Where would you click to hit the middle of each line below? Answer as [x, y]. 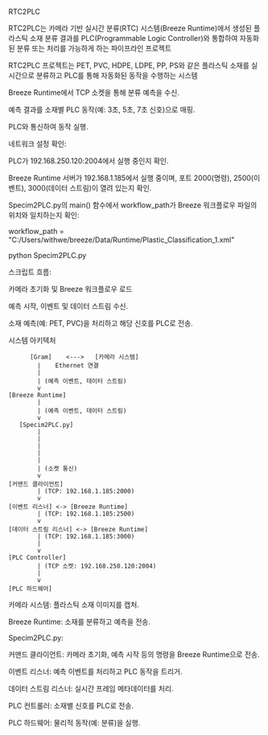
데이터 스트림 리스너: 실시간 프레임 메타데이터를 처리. [91, 688]
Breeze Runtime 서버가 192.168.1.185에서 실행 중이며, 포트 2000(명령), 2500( [131, 178]
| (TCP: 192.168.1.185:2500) [86, 514]
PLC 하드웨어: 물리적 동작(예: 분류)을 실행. [74, 723]
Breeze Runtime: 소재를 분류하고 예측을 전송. [80, 622]
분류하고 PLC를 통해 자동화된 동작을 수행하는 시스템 [117, 75]
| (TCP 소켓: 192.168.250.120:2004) [97, 566]
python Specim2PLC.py [47, 255]
